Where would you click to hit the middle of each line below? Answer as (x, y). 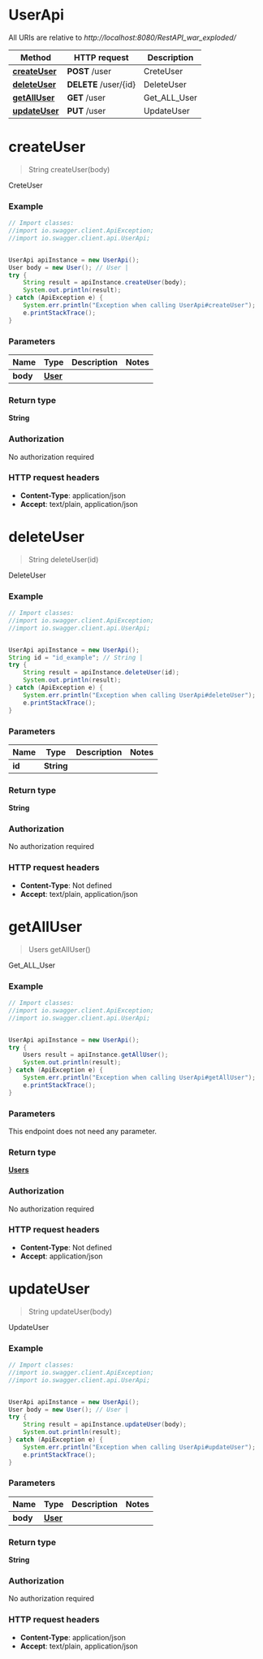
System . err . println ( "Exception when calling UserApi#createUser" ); (139, 305)
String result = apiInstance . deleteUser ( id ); (101, 673)
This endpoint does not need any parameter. (82, 1131)
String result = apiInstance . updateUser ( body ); (105, 1425)
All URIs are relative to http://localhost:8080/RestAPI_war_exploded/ (123, 37)
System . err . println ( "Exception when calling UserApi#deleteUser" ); (139, 695)
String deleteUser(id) (63, 559)
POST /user (89, 71)
